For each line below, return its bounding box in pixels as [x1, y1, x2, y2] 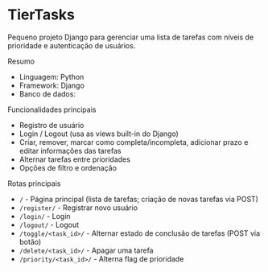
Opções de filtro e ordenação [19, 163, 118, 172]
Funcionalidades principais [7, 105, 97, 114]
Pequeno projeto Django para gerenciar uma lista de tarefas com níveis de [7, 32, 254, 42]
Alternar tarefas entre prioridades [19, 155, 130, 164]
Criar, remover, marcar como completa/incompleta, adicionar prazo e [19, 137, 249, 146]
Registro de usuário [19, 120, 85, 130]
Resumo [7, 56, 35, 66]
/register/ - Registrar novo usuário [19, 203, 138, 212]
